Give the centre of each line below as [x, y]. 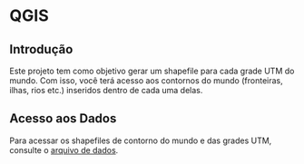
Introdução [41, 49]
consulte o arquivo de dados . [64, 150]
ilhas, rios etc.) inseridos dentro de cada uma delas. [106, 90]
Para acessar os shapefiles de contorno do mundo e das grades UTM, [141, 140]
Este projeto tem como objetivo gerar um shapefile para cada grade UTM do [152, 71]
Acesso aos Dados [63, 119]
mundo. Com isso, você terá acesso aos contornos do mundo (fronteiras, [146, 81]
